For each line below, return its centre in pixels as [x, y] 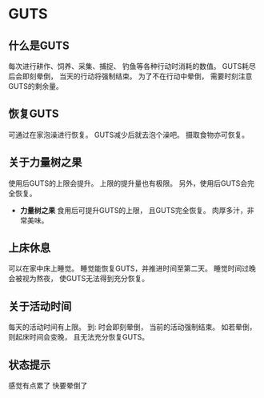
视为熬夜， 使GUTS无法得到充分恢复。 [86, 279]
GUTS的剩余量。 [36, 86]
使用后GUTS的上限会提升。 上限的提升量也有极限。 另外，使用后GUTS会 [128, 183]
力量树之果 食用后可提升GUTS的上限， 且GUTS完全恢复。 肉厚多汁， [134, 210]
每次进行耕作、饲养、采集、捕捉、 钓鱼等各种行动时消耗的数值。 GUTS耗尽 [132, 66]
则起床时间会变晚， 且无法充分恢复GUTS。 [79, 337]
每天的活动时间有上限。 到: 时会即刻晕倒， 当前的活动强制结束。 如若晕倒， [132, 327]
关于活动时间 [40, 306]
